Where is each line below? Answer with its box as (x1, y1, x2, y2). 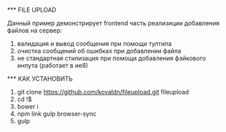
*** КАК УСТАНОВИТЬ (7, 75, 74, 83)
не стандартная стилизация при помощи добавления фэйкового (16, 54, 206, 62)
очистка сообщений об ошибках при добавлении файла (16, 47, 181, 55)
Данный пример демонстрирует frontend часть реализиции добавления (7, 19, 220, 27)
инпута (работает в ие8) (16, 62, 89, 69)
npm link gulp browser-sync (16, 109, 97, 118)
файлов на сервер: (7, 27, 63, 34)
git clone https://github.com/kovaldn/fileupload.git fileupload (16, 88, 190, 96)
